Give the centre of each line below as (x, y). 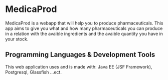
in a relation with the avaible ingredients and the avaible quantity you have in (84, 33)
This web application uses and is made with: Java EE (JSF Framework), (79, 66)
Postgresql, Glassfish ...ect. (33, 72)
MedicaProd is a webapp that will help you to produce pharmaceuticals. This (84, 23)
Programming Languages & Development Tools (80, 55)
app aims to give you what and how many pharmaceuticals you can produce (84, 28)
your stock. (17, 39)
